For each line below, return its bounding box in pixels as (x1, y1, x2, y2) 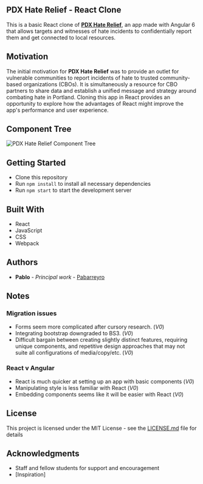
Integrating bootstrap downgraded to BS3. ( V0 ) (15, 329, 134, 336)
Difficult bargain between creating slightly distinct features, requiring (15, 336, 188, 343)
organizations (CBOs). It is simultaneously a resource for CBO (23, 80, 178, 87)
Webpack (15, 240, 40, 247)
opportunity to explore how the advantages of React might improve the (6, 100, 184, 107)
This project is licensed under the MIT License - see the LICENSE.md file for (6, 424, 197, 432)
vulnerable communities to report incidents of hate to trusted (6, 74, 159, 81)
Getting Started (6, 157, 66, 168)
